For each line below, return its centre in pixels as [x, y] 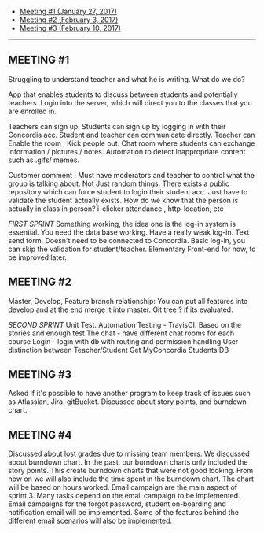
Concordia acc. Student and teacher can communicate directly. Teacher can [132, 135]
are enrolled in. [33, 111]
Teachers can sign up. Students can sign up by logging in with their [117, 126]
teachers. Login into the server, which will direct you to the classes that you [130, 102]
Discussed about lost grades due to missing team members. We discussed [129, 454]
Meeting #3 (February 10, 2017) [70, 28]
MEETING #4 [40, 435]
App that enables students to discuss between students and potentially [123, 94]
